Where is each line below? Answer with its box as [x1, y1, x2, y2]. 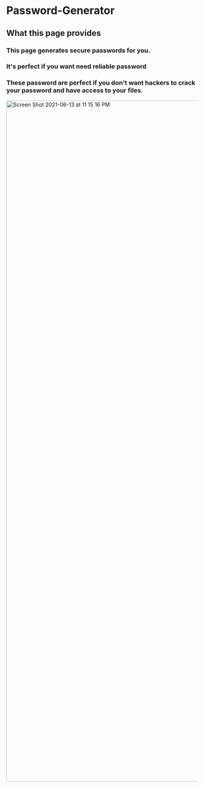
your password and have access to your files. [6, 86, 143, 95]
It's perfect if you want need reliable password [6, 62, 147, 71]
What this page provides [6, 28, 101, 38]
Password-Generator [6, 4, 115, 18]
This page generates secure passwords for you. [6, 46, 151, 55]
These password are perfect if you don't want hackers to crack [6, 78, 195, 87]
